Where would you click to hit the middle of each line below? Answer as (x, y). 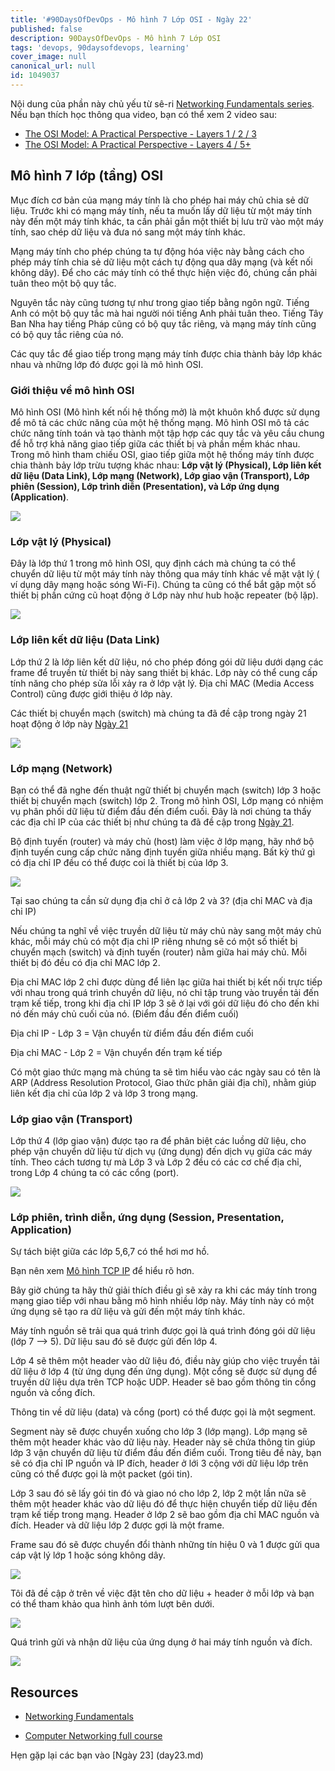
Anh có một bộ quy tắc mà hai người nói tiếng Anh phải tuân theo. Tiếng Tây (167, 313)
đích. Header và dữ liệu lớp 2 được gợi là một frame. (117, 1525)
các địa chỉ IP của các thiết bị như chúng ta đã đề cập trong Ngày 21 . (152, 822)
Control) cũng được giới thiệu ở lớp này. (91, 693)
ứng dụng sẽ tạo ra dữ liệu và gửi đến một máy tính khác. (128, 1312)
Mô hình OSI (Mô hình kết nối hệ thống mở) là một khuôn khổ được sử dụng (165, 412)
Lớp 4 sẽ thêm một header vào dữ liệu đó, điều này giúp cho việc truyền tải (165, 1361)
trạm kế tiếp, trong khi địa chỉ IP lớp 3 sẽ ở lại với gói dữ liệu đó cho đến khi (165, 1003)
